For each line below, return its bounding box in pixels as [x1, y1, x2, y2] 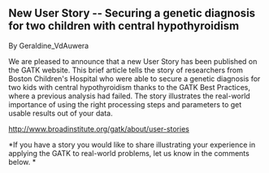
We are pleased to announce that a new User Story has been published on [8, 56, 258, 66]
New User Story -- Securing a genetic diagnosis [8, 6, 256, 20]
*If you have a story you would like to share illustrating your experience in [8, 140, 256, 149]
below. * [8, 157, 37, 167]
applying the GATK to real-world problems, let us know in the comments [8, 148, 249, 158]
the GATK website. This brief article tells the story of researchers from [8, 65, 244, 75]
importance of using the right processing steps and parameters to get [8, 99, 242, 109]
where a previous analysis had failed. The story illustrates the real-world [8, 91, 250, 101]
